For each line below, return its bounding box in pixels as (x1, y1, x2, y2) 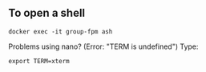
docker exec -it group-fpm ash (8, 27, 113, 35)
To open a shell (8, 6, 86, 20)
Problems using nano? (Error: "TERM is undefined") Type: (8, 42, 199, 51)
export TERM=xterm (8, 57, 70, 65)
